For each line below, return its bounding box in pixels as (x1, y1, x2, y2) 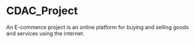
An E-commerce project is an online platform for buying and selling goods (6, 24, 189, 31)
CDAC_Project (6, 4, 78, 18)
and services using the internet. (6, 29, 85, 37)
